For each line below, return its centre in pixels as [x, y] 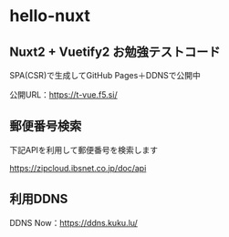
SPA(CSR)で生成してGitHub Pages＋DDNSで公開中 [105, 75]
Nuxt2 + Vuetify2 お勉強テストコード [115, 52]
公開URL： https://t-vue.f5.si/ [63, 95]
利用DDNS [39, 199]
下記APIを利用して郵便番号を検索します [83, 149]
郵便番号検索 [46, 126]
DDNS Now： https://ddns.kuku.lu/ [74, 222]
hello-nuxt [50, 16]
